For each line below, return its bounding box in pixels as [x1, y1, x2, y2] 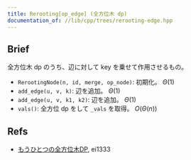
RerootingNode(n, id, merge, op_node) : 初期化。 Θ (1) [17, 78, 175, 86]
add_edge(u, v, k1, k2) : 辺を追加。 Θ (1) [17, 96, 136, 104]
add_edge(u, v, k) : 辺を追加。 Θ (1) [17, 86, 121, 96]
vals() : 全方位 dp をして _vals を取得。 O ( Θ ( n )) [17, 104, 158, 113]
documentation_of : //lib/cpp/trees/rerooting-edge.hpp [7, 17, 173, 24]
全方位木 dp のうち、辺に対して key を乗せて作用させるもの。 [7, 63, 188, 72]
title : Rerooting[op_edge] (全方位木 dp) [7, 10, 128, 18]
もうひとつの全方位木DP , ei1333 [17, 145, 111, 154]
